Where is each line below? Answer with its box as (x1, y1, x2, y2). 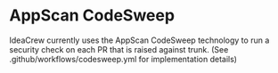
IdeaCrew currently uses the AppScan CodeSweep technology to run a (9, 35, 270, 45)
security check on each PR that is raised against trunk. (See (9, 44, 229, 54)
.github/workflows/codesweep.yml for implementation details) (9, 53, 238, 64)
